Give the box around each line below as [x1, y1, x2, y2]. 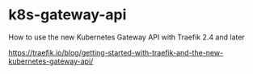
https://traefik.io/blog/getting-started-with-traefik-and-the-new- [8, 47, 224, 57]
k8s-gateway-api [8, 6, 127, 24]
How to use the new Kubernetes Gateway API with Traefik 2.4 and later [8, 32, 245, 42]
